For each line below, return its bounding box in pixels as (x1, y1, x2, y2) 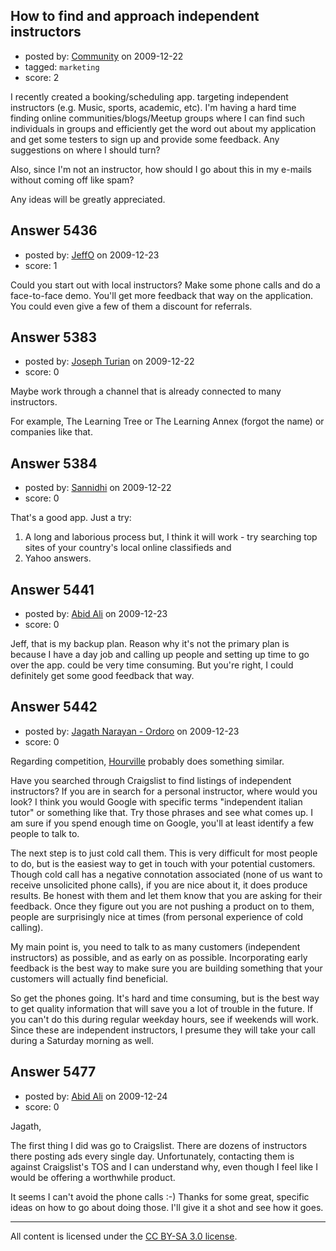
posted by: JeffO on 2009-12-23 (24, 249, 160, 261)
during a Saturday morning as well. (10, 1034, 154, 1046)
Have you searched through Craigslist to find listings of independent (10, 774, 292, 786)
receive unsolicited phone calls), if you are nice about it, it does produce (10, 879, 308, 891)
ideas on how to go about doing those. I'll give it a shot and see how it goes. (10, 1201, 324, 1213)
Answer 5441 (10, 581, 95, 598)
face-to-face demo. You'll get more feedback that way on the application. (10, 289, 314, 301)
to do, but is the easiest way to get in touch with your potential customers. (10, 857, 316, 869)
